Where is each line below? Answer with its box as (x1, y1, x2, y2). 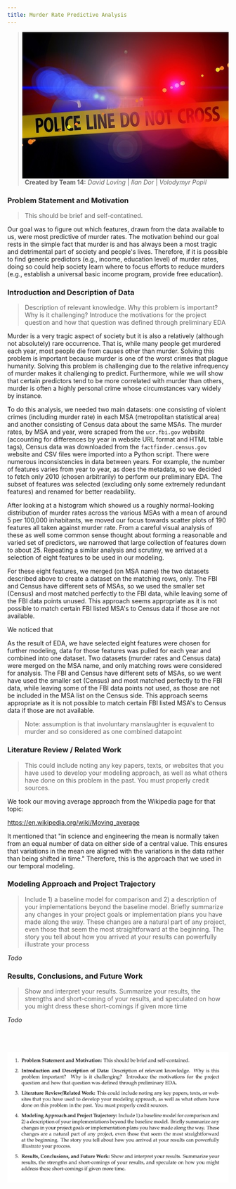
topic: (7, 804, 24, 813)
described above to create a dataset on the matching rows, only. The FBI (7, 574, 218, 583)
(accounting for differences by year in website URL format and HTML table (7, 435, 223, 444)
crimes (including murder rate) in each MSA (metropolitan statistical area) (7, 413, 220, 421)
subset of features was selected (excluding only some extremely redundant (7, 480, 226, 489)
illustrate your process (24, 939, 90, 949)
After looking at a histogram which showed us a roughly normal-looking (7, 501, 214, 510)
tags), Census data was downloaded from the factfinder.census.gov (7, 443, 207, 451)
